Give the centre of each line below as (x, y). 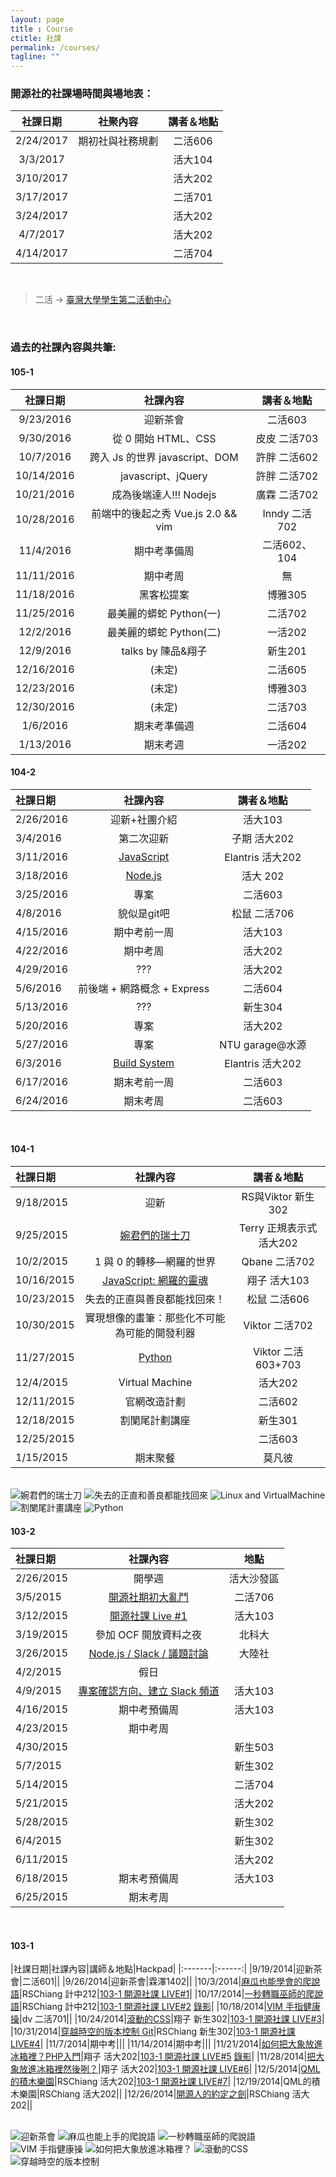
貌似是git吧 (143, 913)
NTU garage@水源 (263, 1044)
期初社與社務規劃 (118, 141)
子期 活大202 (263, 838)
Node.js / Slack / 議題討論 (148, 1654)
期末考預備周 (148, 1879)
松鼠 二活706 (263, 913)
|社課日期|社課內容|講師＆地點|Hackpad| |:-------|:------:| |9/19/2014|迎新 (162, 1969)
